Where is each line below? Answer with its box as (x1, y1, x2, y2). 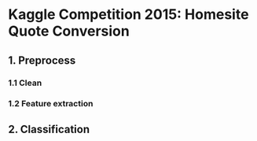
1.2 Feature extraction (8, 98, 94, 109)
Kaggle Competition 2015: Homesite (8, 6, 249, 24)
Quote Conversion (8, 22, 130, 40)
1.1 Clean (8, 77, 42, 88)
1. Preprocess (8, 54, 76, 67)
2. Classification (8, 122, 90, 135)
